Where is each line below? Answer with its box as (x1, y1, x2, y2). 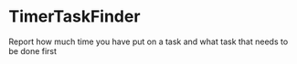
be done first (8, 45, 57, 56)
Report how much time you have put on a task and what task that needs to (8, 36, 289, 47)
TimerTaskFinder (8, 6, 141, 27)
